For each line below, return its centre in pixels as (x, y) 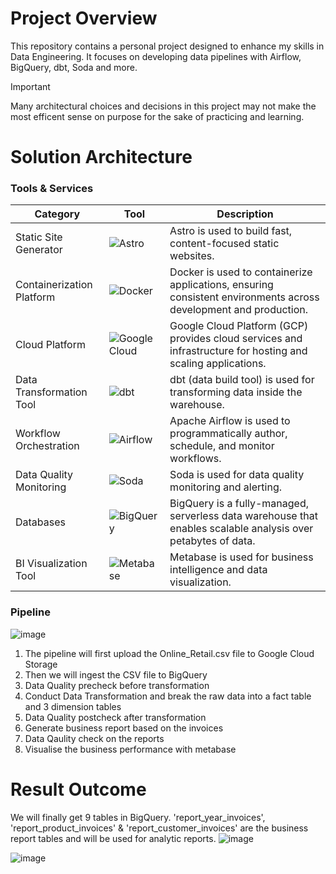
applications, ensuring (221, 285)
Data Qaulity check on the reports (94, 738)
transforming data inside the (236, 392)
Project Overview (84, 18)
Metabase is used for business (241, 557)
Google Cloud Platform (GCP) (239, 326)
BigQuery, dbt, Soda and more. (74, 67)
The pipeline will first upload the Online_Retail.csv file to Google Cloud (169, 653)
